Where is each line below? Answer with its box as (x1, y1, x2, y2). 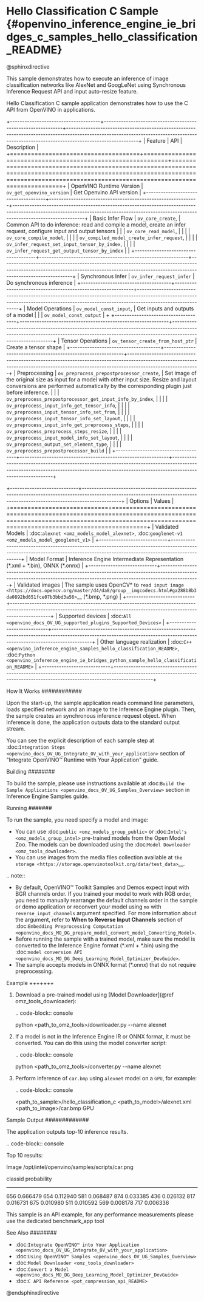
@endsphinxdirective (6, 1289, 59, 1296)
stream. (6, 724, 25, 732)
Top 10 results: (6, 1151, 43, 1159)
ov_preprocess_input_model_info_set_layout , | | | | (6, 434, 132, 441)
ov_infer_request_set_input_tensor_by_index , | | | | (6, 240, 135, 247)
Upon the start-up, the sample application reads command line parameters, (6, 699, 195, 706)
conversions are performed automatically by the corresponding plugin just (6, 382, 192, 389)
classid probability (6, 1175, 52, 1182)
